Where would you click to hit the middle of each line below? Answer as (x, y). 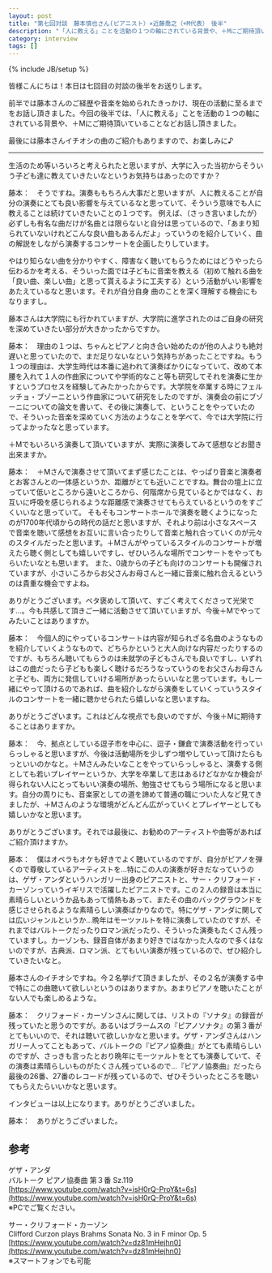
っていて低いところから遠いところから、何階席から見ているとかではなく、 (132, 492)
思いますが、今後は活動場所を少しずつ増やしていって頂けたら (153, 754)
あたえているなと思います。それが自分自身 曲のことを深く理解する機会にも (133, 291)
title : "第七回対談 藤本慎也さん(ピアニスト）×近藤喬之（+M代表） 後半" (118, 24)
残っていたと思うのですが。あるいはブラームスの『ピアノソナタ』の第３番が (136, 1026)
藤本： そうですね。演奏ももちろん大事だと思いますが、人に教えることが (132, 193)
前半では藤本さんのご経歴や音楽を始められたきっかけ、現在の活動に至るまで (136, 103)
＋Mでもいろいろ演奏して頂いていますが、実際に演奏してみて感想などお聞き (135, 445)
